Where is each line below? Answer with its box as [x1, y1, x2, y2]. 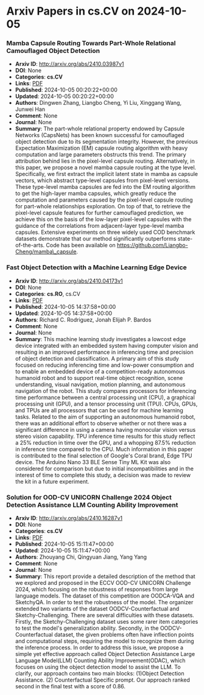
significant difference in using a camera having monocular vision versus [15, 426, 196, 433]
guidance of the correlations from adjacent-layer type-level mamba [15, 222, 185, 230]
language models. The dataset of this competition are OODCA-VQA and [15, 592, 195, 599]
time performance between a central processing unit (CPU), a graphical [15, 393, 195, 401]
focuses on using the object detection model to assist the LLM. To [15, 663, 181, 671]
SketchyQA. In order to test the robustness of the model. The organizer [15, 599, 194, 606]
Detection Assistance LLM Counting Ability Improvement [6, 501, 178, 509]
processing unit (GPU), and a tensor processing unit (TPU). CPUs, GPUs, [15, 400, 198, 407]
